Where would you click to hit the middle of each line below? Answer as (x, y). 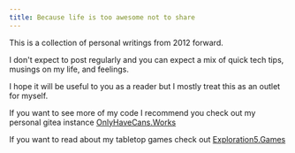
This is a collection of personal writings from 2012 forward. (116, 42)
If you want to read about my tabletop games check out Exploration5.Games (147, 139)
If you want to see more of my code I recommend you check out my (132, 112)
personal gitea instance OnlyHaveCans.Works (93, 122)
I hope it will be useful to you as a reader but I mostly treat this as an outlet (145, 86)
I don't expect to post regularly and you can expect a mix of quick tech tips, (147, 59)
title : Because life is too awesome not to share (102, 17)
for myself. (29, 96)
